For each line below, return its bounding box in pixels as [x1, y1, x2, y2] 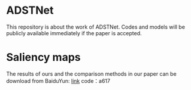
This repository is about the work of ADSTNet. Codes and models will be [6, 23, 186, 30]
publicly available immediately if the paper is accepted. [6, 29, 142, 36]
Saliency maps [6, 51, 81, 64]
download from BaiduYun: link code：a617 [6, 77, 111, 84]
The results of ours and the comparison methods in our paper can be [6, 70, 177, 77]
